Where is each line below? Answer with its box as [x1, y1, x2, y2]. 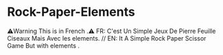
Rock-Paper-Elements [7, 4, 135, 20]
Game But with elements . [7, 41, 80, 49]
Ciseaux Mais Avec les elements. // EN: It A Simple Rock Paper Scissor [7, 34, 207, 42]
